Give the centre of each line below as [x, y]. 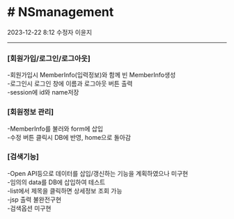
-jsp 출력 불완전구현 [34, 200]
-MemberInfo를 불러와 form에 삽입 [55, 129]
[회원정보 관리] [31, 112]
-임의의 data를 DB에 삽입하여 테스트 [56, 182]
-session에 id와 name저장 [43, 92]
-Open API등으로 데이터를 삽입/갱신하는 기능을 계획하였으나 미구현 [98, 173]
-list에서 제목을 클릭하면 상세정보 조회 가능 [65, 190]
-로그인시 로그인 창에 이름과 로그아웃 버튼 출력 [70, 83]
